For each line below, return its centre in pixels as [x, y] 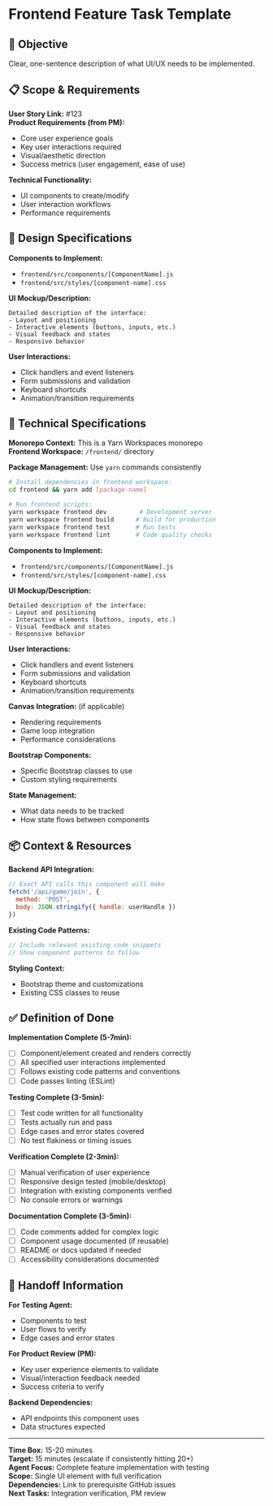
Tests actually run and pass [66, 1122]
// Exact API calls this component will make [87, 885]
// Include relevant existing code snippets [85, 945]
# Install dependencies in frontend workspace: [91, 483]
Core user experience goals [67, 138]
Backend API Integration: [52, 869]
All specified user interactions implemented [93, 1062]
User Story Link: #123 [45, 114]
